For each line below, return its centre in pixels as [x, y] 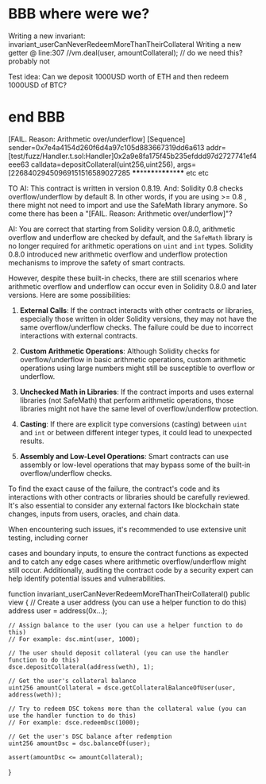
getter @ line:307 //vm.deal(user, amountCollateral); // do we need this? [126, 52]
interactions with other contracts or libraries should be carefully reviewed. [129, 496]
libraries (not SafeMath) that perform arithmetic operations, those [127, 400]
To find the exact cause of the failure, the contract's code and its [114, 489]
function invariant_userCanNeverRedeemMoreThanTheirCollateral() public [129, 593]
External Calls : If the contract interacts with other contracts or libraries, [137, 310]
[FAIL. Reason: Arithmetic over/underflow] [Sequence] [97, 139]
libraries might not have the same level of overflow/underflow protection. [139, 408]
